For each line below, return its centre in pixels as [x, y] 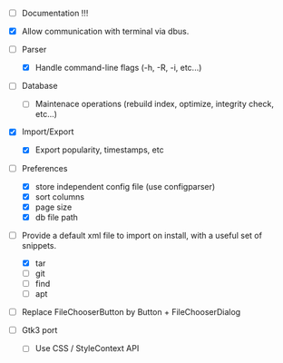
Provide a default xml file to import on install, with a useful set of [141, 235]
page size [54, 207]
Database [39, 86]
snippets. [39, 245]
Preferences [44, 168]
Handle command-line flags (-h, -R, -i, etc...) [118, 68]
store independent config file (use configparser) [125, 186]
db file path [57, 217]
